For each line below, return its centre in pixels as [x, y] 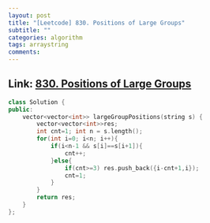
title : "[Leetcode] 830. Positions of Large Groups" [97, 23]
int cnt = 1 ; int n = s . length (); [90, 132]
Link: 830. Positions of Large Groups [100, 84]
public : [21, 110]
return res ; [56, 198]
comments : [24, 52]
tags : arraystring [38, 45]
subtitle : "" [30, 30]
